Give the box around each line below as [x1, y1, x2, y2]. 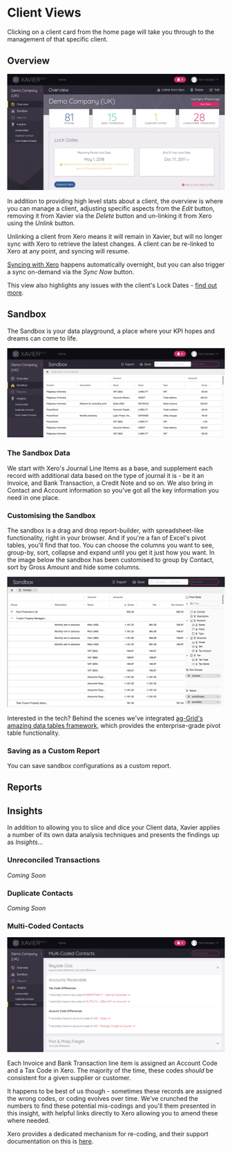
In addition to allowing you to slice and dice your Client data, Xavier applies [7, 823, 220, 832]
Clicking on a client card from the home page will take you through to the [7, 28, 215, 36]
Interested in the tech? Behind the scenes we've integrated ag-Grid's [7, 713, 204, 722]
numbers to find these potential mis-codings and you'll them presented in [7, 1102, 216, 1110]
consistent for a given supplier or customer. [7, 1073, 131, 1082]
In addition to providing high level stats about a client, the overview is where [7, 197, 223, 205]
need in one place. [7, 493, 60, 501]
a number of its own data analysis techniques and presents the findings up [7, 831, 220, 839]
